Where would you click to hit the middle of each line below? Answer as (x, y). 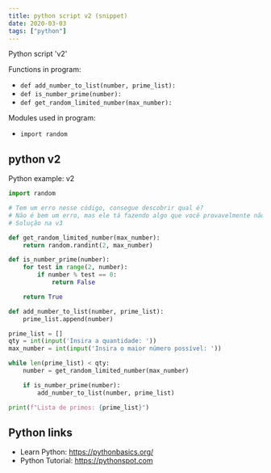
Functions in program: (45, 70)
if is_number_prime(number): (72, 385)
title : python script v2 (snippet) (68, 16)
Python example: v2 (42, 179)
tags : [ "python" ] (38, 31)
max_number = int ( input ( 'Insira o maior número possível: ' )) (115, 348)
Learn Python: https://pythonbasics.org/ (87, 452)
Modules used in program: (52, 118)
